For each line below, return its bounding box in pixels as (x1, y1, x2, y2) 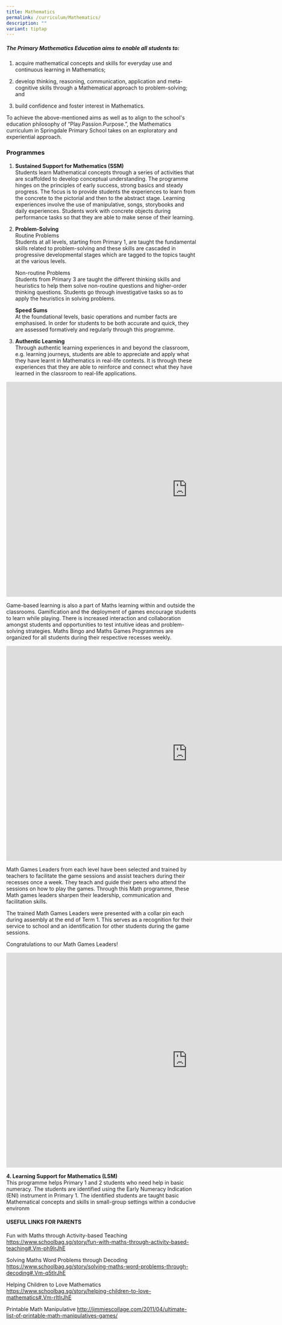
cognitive (14, 84, 39, 91)
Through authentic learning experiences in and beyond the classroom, (14, 344, 190, 351)
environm (6, 1204, 30, 1212)
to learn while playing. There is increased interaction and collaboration (6, 614, 181, 621)
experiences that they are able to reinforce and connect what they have (14, 363, 193, 371)
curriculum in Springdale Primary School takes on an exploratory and (6, 127, 178, 134)
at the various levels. (14, 258, 67, 265)
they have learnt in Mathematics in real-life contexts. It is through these (14, 357, 192, 364)
